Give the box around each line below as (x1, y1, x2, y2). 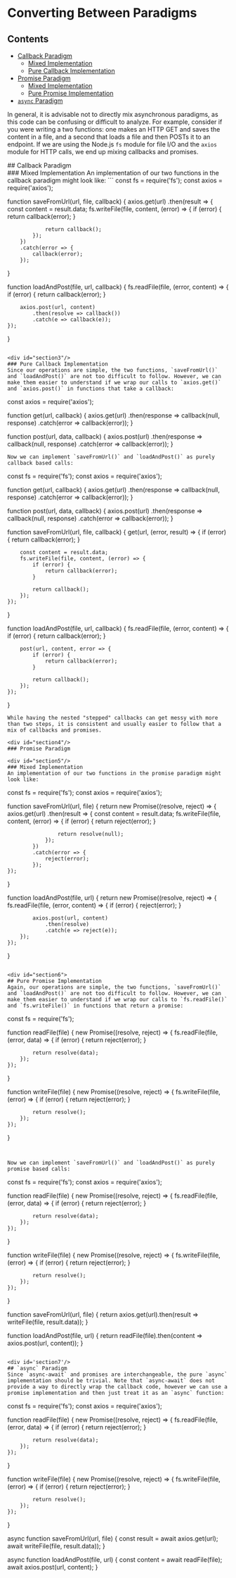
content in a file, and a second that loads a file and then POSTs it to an (7, 132, 211, 141)
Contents (7, 33, 49, 45)
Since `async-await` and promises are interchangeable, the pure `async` (7, 1371, 228, 1378)
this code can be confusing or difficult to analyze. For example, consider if (7, 118, 223, 126)
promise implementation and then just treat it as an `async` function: (7, 1389, 225, 1396)
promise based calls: (7, 1165, 71, 1172)
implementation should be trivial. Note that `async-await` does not (7, 1377, 216, 1384)
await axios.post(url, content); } (7, 1563, 98, 1571)
